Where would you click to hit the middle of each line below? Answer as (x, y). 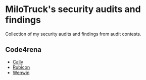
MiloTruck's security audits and (73, 9)
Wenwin (21, 72)
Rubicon (21, 67)
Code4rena (23, 50)
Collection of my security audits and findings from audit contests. (73, 34)
